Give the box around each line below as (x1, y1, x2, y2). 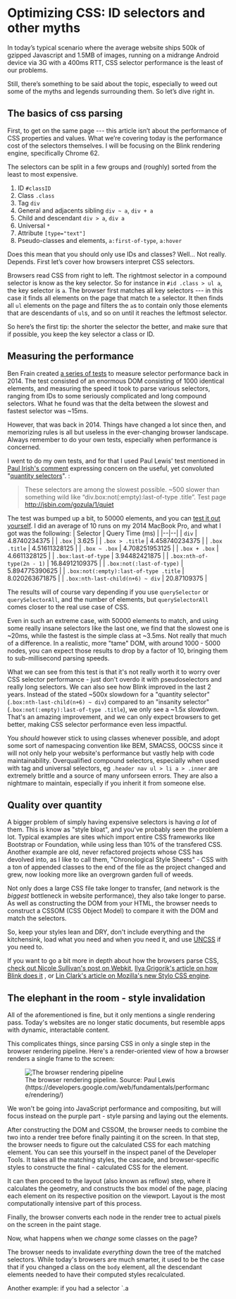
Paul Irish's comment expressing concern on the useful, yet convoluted (7, 464, 214, 473)
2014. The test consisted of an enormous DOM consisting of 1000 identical (7, 376, 225, 385)
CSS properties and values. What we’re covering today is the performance (7, 134, 223, 142)
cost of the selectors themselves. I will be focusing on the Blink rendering (7, 141, 221, 150)
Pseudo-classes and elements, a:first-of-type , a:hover (17, 236, 182, 244)
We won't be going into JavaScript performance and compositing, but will (7, 1104, 221, 1113)
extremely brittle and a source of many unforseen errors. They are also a (7, 771, 218, 780)
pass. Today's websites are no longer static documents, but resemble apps (7, 1019, 225, 1027)
